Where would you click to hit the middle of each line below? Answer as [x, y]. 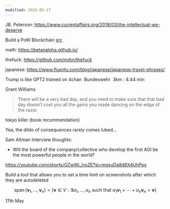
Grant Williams [21, 89]
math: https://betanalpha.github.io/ [42, 49]
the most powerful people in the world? [54, 155]
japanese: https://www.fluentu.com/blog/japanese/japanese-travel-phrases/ [85, 69]
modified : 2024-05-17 [28, 10]
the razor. [28, 110]
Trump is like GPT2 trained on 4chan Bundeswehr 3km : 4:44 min [75, 79]
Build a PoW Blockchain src [34, 40]
